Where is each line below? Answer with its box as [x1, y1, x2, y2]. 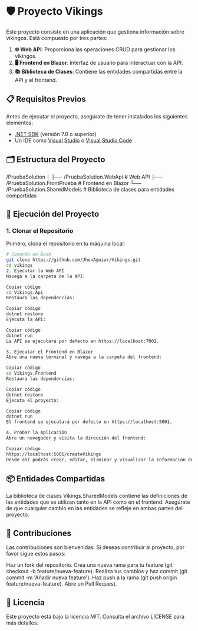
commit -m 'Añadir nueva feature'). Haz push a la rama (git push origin [6, 574, 177, 581]
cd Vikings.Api [6, 289, 44, 295]
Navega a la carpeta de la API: [6, 273, 85, 279]
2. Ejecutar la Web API [6, 267, 65, 274]
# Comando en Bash [6, 252, 51, 257]
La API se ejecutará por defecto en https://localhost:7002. [6, 338, 160, 344]
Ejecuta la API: [6, 316, 46, 322]
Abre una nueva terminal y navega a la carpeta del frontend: [6, 354, 162, 360]
